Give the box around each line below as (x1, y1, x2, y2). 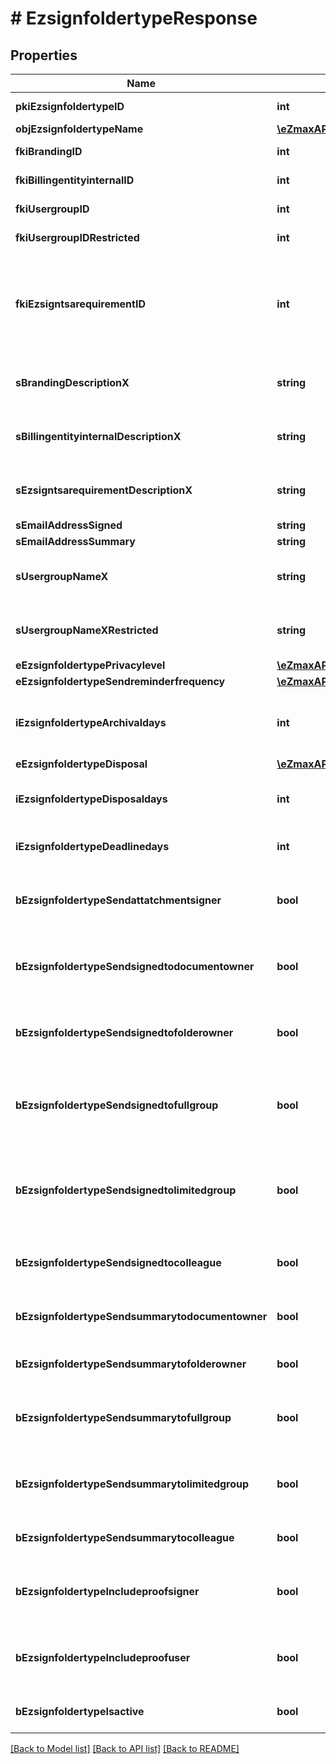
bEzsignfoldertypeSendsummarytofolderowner (15, 1357, 247, 1371)
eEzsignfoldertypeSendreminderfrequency (15, 675, 226, 688)
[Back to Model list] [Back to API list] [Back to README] (10, 1743, 240, 1754)
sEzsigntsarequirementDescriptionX (15, 483, 193, 497)
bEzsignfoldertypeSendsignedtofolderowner (15, 1026, 234, 1039)
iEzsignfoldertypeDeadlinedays (15, 840, 170, 853)
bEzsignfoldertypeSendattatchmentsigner (15, 893, 222, 907)
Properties (10, 47, 78, 64)
